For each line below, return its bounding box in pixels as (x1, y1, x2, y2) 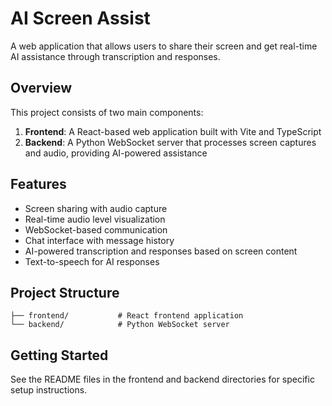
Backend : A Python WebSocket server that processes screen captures (24, 136, 317, 148)
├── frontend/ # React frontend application (10, 311, 244, 321)
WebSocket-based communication (24, 223, 168, 236)
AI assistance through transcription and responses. (10, 50, 221, 62)
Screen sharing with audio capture (24, 202, 168, 214)
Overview (10, 80, 73, 97)
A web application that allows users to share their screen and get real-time (10, 40, 318, 52)
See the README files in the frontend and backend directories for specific (10, 373, 315, 386)
